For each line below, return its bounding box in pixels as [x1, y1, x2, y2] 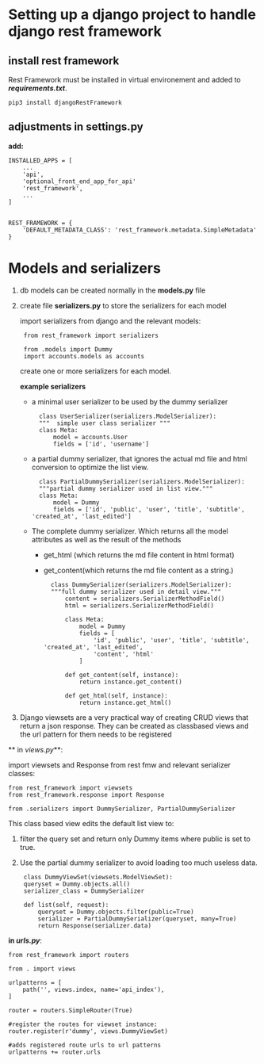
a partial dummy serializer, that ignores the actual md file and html [31, 454, 247, 463]
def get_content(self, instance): [64, 671, 179, 679]
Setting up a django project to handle [8, 6, 256, 24]
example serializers [19, 381, 86, 391]
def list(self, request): [23, 901, 109, 909]
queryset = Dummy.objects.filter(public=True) [37, 908, 194, 916]
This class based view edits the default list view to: [8, 818, 174, 828]
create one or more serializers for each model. [19, 366, 172, 376]
